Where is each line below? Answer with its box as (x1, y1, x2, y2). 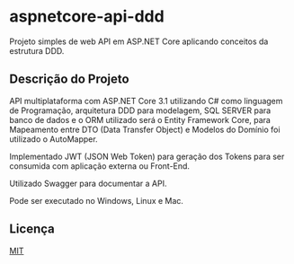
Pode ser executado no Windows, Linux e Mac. (9, 195, 184, 206)
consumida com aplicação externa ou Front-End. (9, 160, 191, 172)
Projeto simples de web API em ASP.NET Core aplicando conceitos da (9, 36, 269, 47)
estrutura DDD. (9, 45, 65, 56)
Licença (9, 222, 56, 237)
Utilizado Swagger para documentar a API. (9, 178, 167, 189)
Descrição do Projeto (9, 72, 129, 87)
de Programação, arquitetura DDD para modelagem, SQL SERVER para (9, 105, 272, 116)
